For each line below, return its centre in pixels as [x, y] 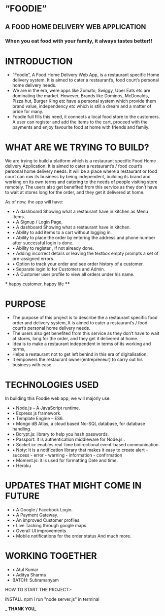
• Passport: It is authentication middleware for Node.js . [68, 439]
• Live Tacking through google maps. [50, 526]
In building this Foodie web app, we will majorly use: [58, 398]
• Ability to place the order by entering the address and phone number [84, 238]
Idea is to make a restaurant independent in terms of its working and [82, 344]
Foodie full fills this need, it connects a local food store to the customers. [86, 117]
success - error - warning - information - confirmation [67, 455]
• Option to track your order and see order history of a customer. [78, 264]
